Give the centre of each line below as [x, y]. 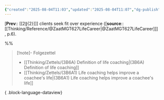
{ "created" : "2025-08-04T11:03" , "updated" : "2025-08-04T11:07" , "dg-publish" [82, 10]
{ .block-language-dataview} [34, 92]
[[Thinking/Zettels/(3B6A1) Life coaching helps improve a [81, 72]
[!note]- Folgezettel [36, 53]
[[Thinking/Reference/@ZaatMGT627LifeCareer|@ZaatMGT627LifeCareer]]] [81, 29]
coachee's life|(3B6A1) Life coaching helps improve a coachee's [89, 78]
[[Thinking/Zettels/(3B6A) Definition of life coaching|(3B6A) [84, 62]
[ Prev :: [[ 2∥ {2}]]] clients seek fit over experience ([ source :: [64, 23]
